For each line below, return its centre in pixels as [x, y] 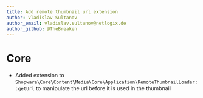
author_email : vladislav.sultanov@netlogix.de [66, 23]
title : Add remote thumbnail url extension [62, 12]
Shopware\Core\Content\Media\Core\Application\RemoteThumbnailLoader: [106, 82]
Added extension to [40, 76]
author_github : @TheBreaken [42, 29]
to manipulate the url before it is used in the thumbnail [103, 88]
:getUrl [25, 89]
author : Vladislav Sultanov [42, 18]
